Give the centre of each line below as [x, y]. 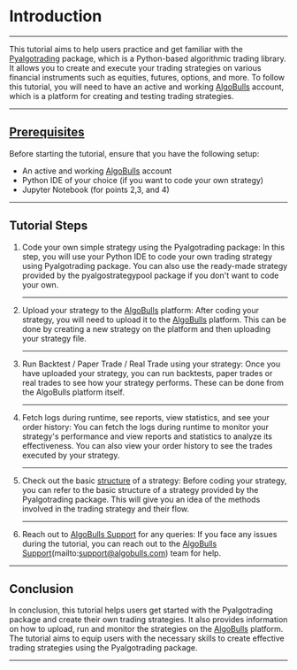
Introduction [56, 16]
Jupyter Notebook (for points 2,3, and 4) [95, 189]
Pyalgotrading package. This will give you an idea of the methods [141, 499]
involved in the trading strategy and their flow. [106, 508]
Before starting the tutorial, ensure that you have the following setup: [134, 153]
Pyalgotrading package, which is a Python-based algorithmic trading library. [148, 58]
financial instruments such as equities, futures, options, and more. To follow [147, 77]
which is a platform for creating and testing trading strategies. [122, 96]
